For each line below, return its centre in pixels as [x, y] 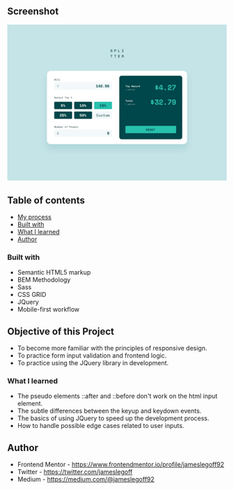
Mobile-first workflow [48, 309]
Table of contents [46, 200]
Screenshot [33, 12]
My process [34, 217]
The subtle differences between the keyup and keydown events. [109, 411]
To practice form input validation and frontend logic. [92, 355]
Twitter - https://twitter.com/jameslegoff [75, 472]
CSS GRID [32, 295]
